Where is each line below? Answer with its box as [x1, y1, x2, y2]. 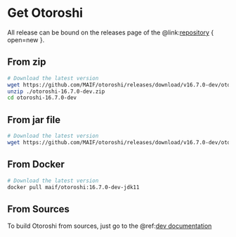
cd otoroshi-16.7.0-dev [7, 94, 77, 101]
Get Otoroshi [7, 5, 83, 21]
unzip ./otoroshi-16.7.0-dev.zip [7, 88, 105, 95]
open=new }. [7, 35, 45, 44]
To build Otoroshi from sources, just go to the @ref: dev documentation [7, 222, 212, 230]
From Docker [7, 158, 65, 170]
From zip [7, 56, 46, 68]
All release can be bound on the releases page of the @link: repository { [7, 28, 214, 37]
